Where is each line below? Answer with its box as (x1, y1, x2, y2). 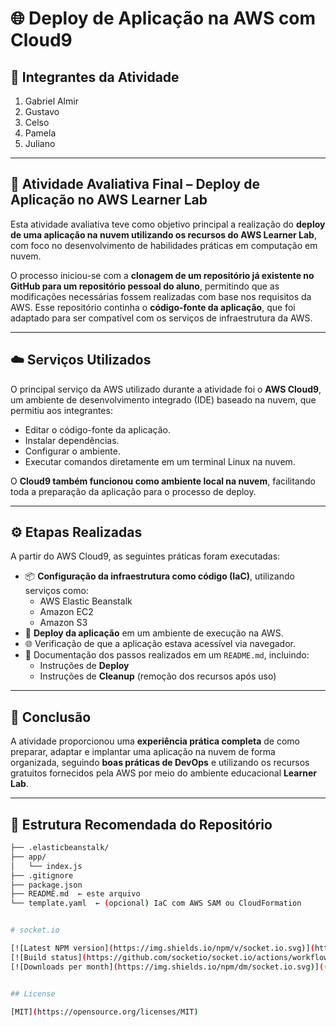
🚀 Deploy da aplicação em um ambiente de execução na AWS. (24, 627, 284, 639)
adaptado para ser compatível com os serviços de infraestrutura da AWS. (10, 312, 313, 324)
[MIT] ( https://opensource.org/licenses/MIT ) (10, 1007, 199, 1017)
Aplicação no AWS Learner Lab (10, 192, 208, 209)
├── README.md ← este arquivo (10, 889, 141, 899)
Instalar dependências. (24, 434, 120, 446)
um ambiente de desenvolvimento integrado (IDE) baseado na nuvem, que (10, 393, 317, 406)
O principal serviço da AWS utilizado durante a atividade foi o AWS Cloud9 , (10, 383, 322, 395)
